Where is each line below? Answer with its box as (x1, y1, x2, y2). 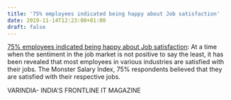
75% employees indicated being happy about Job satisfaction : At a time (7, 43, 218, 51)
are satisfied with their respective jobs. (7, 73, 120, 81)
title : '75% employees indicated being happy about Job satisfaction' (7, 10, 220, 18)
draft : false (7, 23, 46, 30)
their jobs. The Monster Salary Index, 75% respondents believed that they (7, 65, 222, 74)
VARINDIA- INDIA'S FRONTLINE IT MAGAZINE (7, 86, 141, 95)
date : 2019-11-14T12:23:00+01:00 (7, 17, 106, 24)
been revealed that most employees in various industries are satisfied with (7, 58, 225, 66)
